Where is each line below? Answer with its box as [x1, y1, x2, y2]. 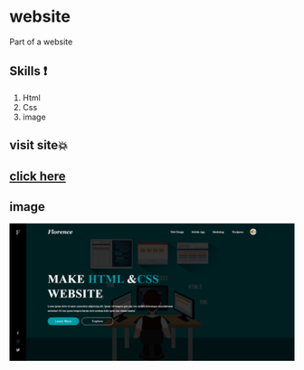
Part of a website [9, 36, 73, 47]
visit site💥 [9, 138, 69, 153]
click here [9, 168, 66, 184]
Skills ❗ [9, 63, 48, 79]
